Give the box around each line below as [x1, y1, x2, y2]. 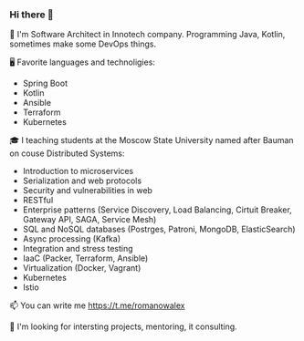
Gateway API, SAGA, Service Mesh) [22, 214, 157, 225]
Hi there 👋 [9, 8, 55, 21]
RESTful [22, 195, 54, 206]
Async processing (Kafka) [22, 233, 121, 244]
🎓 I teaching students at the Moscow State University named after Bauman [9, 135, 294, 146]
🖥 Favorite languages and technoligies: [9, 57, 155, 67]
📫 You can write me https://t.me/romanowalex [9, 300, 185, 311]
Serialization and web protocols [22, 175, 142, 186]
